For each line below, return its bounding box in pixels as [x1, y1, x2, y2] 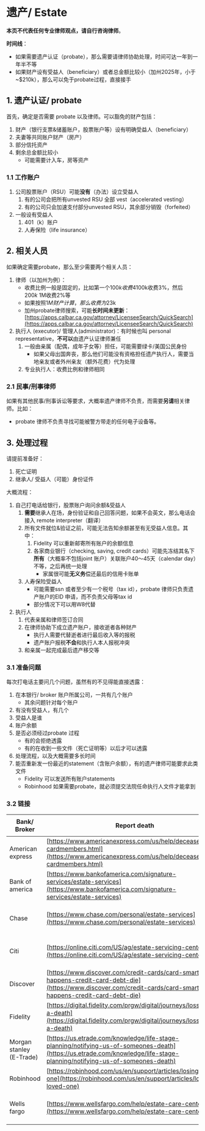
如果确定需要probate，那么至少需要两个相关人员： [6, 263, 133, 271]
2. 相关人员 [6, 245, 48, 256]
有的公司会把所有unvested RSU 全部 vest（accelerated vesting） [24, 196, 188, 203]
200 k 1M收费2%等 [24, 291, 71, 299]
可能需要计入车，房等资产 [24, 156, 89, 164]
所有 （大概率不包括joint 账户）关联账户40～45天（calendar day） [33, 555, 196, 562]
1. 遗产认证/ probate [6, 95, 82, 106]
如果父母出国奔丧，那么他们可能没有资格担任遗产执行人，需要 [33, 350, 189, 357]
